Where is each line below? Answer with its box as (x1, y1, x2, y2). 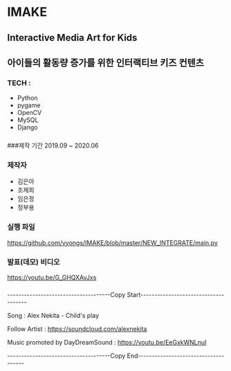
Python (17, 94, 38, 102)
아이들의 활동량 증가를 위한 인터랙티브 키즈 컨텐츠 (7, 57, 204, 69)
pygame (17, 101, 41, 109)
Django (17, 123, 38, 132)
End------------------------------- (127, 352, 225, 360)
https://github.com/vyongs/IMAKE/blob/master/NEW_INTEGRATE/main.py (7, 238, 218, 246)
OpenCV (17, 109, 42, 117)
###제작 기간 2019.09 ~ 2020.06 (7, 141, 99, 150)
